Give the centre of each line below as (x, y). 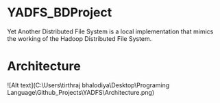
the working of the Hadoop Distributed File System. (80, 38)
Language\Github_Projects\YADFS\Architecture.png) (81, 92)
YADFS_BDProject (60, 13)
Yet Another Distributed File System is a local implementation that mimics (110, 31)
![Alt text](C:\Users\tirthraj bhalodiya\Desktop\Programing (88, 85)
